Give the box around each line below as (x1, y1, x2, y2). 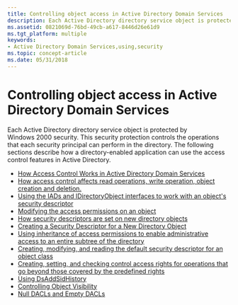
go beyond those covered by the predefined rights (17, 267, 165, 275)
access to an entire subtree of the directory (17, 236, 144, 245)
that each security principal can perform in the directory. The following (7, 140, 214, 149)
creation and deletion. (17, 184, 82, 192)
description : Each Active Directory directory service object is (7, 17, 204, 24)
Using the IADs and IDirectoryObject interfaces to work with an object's (17, 192, 227, 200)
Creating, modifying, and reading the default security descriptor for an (17, 244, 223, 253)
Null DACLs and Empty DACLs (17, 289, 106, 298)
